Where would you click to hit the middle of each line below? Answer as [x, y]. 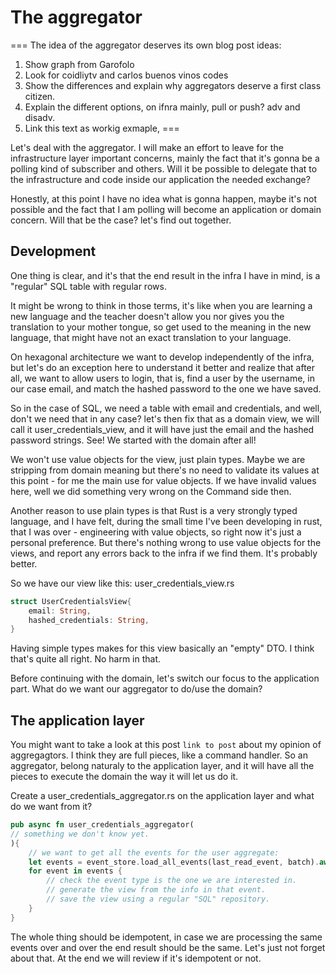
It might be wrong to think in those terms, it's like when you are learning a [161, 305]
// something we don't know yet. [80, 834]
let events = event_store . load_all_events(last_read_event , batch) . [174, 862]
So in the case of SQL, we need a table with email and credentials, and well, [166, 408]
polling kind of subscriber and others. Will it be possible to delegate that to [164, 168]
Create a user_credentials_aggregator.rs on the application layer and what [162, 796]
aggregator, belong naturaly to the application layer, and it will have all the [162, 766]
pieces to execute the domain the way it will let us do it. [124, 777]
